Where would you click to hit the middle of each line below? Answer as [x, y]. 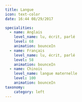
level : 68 [24, 42]
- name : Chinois [26, 69]
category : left [29, 92]
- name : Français [27, 51]
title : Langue [20, 10]
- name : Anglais [26, 33]
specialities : [20, 28]
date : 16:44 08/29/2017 [29, 19]
